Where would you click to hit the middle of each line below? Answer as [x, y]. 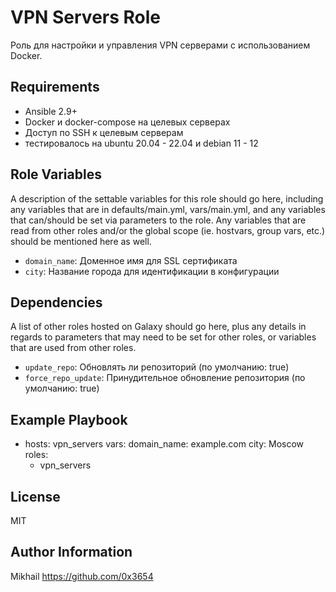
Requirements [55, 87]
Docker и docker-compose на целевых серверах [127, 122]
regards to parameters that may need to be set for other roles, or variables [163, 337]
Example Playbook [69, 419]
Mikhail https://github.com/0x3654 [82, 576]
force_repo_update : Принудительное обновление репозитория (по [165, 378]
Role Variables [56, 174]
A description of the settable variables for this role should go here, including [167, 198]
